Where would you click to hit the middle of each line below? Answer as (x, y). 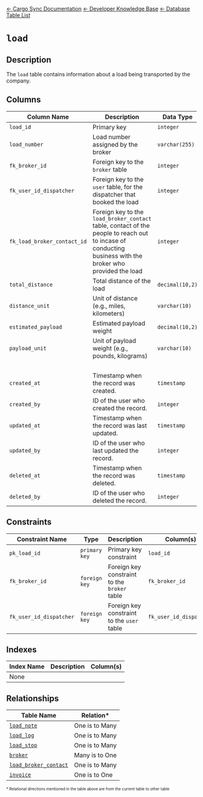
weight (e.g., (110, 348)
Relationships (33, 699)
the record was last (120, 425)
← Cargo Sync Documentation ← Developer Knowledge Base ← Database (98, 9)
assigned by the (115, 144)
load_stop (23, 745)
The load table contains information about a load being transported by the (98, 74)
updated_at (25, 425)
